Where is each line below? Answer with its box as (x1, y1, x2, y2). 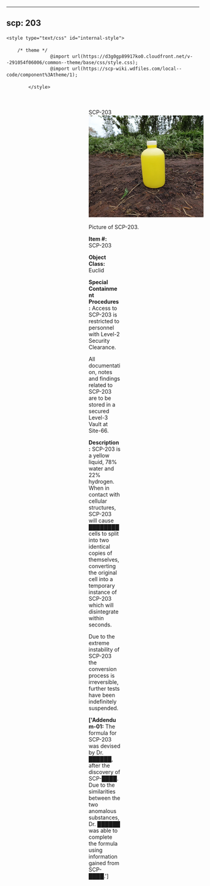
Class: (88, 260, 105, 268)
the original (88, 569, 118, 576)
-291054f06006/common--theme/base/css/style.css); (6, 59, 138, 66)
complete (88, 833, 113, 841)
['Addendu (88, 716, 116, 724)
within (88, 615, 104, 622)
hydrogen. (88, 478, 114, 486)
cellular (88, 497, 107, 505)
